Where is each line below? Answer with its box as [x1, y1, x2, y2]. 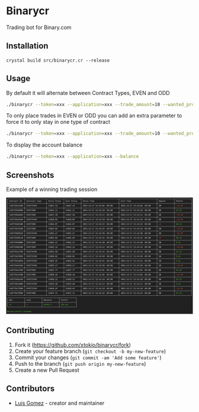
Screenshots [6, 170, 54, 180]
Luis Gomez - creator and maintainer [14, 399, 105, 407]
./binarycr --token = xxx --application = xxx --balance [6, 154, 139, 159]
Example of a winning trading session [6, 186, 98, 193]
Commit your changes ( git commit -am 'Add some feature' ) [14, 354, 162, 361]
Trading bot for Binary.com [6, 24, 72, 31]
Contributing [6, 325, 54, 336]
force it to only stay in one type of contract [6, 119, 111, 126]
